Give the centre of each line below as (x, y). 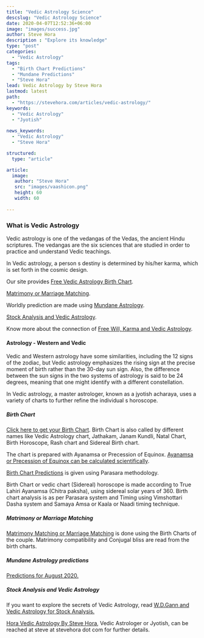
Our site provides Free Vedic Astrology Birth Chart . (70, 282)
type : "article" (32, 159)
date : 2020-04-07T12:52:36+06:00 (49, 23)
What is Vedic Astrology (43, 225)
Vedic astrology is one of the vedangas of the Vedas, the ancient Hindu (96, 238)
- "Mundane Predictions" (43, 74)
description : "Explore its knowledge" (57, 40)
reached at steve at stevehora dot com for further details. (78, 629)
